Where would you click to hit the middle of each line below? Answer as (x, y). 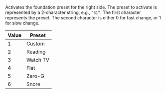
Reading (36, 52)
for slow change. (22, 23)
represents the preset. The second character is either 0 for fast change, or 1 (83, 18)
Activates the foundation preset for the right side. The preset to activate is (81, 7)
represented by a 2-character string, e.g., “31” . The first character (73, 12)
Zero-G (36, 76)
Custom (36, 44)
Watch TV (38, 60)
